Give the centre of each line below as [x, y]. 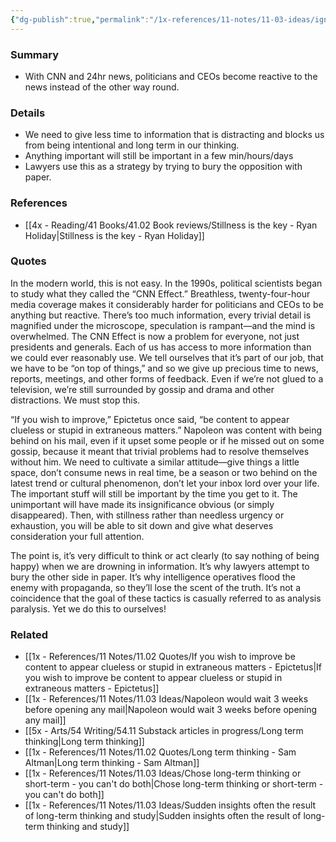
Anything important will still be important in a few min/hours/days [159, 156]
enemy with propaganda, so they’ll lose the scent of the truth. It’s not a [156, 587]
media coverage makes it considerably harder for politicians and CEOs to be [167, 304]
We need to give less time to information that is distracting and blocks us [174, 135]
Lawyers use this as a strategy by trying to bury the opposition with [163, 167]
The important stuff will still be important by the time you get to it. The [154, 493]
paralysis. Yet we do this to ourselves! [88, 608]
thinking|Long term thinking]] [84, 742]
